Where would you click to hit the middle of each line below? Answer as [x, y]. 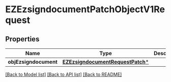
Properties [22, 39]
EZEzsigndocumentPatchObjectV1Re [85, 9]
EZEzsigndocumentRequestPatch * [106, 62]
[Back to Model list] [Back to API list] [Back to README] [64, 74]
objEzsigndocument [33, 62]
